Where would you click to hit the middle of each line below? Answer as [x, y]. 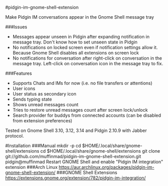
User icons [24, 88]
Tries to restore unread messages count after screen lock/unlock [80, 110]
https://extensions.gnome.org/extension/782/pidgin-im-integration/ [75, 178]
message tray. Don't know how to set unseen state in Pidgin [75, 42]
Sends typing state [32, 99]
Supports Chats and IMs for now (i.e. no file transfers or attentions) [82, 83]
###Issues [16, 27]
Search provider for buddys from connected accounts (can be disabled [87, 115]
